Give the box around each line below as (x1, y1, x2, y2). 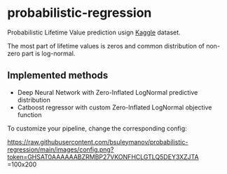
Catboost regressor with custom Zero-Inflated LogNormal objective (17, 103, 212, 112)
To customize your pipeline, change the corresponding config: (7, 124, 187, 133)
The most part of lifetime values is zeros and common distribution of (7, 41, 205, 50)
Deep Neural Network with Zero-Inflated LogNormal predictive (17, 88, 198, 96)
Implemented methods (7, 69, 109, 81)
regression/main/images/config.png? (7, 145, 114, 154)
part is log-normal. (22, 49, 76, 58)
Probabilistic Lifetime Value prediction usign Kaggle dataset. (7, 28, 181, 36)
